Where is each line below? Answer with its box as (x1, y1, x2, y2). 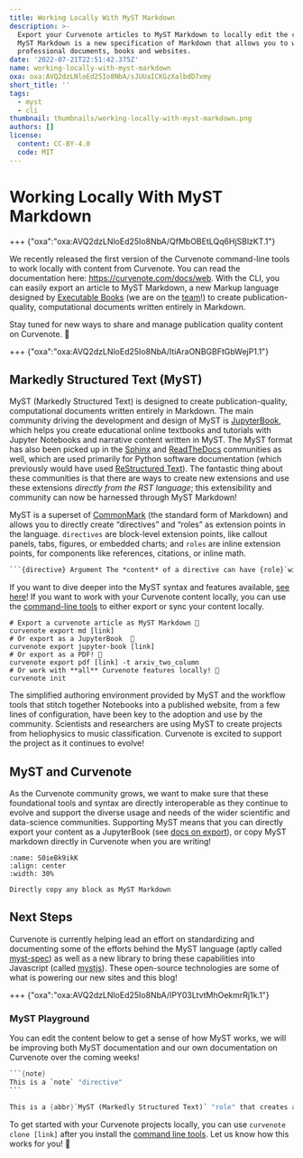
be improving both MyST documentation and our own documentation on (9, 1042, 278, 1053)
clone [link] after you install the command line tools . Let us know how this (9, 1128, 289, 1139)
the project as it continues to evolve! (9, 738, 144, 748)
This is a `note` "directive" (9, 1078, 124, 1087)
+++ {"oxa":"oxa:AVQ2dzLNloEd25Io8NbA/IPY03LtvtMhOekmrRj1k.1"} (9, 989, 270, 1000)
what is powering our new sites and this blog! (9, 972, 178, 983)
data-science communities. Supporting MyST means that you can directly (9, 817, 284, 828)
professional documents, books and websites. (17, 47, 192, 56)
